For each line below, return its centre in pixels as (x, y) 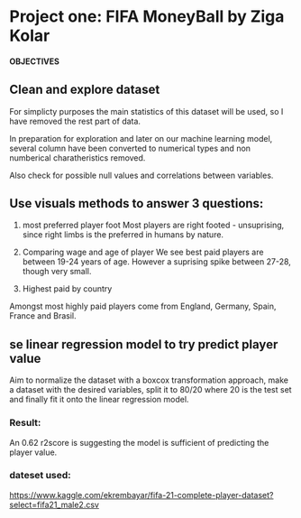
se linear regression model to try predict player (144, 344)
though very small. (57, 272)
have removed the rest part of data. (75, 121)
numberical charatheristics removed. (78, 157)
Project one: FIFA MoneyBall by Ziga (147, 17)
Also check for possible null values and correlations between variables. (141, 175)
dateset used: (41, 476)
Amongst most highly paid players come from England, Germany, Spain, (143, 306)
